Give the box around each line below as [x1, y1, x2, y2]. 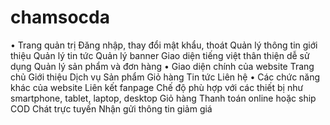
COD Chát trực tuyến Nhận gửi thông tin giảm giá [10, 102, 213, 115]
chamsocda [10, 6, 110, 29]
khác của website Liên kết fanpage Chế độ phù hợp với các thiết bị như [10, 81, 304, 93]
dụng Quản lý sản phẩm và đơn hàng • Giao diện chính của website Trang [10, 60, 315, 72]
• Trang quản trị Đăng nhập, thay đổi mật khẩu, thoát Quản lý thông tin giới [10, 39, 318, 51]
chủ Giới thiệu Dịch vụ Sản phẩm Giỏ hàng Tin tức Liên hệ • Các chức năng [10, 71, 321, 83]
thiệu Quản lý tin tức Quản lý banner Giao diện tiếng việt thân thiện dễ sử [10, 49, 310, 61]
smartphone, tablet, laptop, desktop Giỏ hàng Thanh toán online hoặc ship [10, 92, 317, 104]
